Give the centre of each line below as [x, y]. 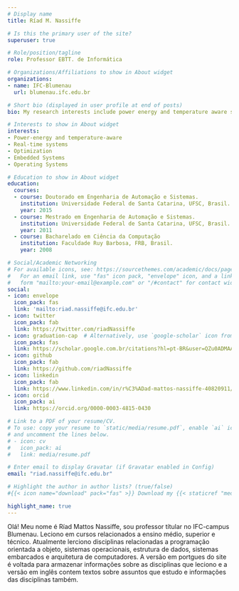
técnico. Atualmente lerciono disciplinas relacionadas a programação [108, 541]
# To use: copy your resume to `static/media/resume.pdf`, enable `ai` [116, 428]
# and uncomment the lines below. [59, 434]
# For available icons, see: [51, 269]
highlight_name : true [39, 506]
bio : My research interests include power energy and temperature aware [117, 112]
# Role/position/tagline [44, 53]
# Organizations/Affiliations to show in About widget [90, 73]
